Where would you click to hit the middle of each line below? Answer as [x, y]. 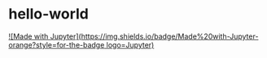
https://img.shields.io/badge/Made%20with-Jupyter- [170, 36]
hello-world [49, 14]
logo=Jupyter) [130, 44]
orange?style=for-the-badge [57, 44]
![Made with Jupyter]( [45, 36]
